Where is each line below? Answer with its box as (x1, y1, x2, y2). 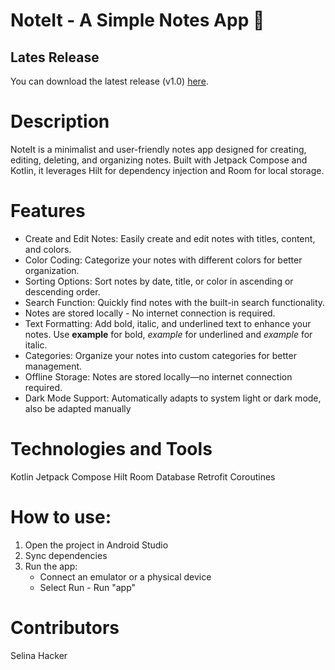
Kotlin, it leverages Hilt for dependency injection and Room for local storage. (10, 164, 325, 176)
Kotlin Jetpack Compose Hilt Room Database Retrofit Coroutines (10, 470, 276, 483)
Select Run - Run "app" (39, 581, 137, 593)
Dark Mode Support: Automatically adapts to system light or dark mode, (24, 392, 322, 404)
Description (10, 110, 110, 133)
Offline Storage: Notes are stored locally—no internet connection (24, 370, 293, 383)
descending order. (24, 285, 101, 298)
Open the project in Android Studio (24, 539, 169, 551)
